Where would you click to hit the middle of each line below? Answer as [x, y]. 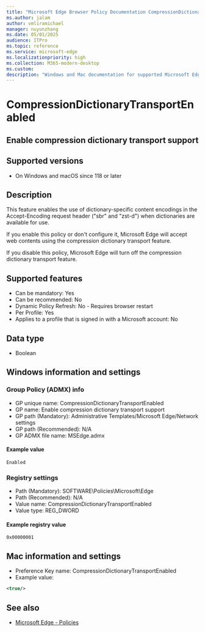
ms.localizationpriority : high [46, 57]
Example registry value [36, 524]
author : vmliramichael [35, 23]
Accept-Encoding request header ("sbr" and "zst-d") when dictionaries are [101, 216]
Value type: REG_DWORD [47, 510]
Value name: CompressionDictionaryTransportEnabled [83, 504]
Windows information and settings [74, 373]
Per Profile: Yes [34, 313]
